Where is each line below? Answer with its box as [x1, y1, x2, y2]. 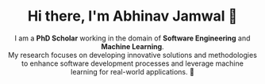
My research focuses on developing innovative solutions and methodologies [8, 50, 257, 59]
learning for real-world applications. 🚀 [70, 67, 195, 76]
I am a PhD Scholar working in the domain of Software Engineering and [14, 33, 251, 43]
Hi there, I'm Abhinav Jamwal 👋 [27, 7, 238, 25]
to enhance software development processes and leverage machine [21, 59, 244, 68]
